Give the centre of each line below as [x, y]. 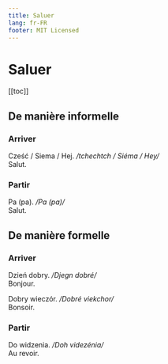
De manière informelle [64, 116]
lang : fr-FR [28, 23]
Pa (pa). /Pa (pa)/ [37, 202]
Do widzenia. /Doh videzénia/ [56, 345]
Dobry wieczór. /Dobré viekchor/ [61, 298]
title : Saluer [32, 15]
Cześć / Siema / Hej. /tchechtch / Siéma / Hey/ [84, 156]
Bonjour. [22, 283]
